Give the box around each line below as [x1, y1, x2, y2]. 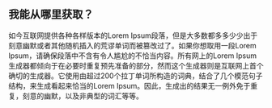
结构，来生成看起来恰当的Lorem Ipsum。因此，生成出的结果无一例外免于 [8, 81, 251, 90]
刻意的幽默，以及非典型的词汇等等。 [22, 91, 143, 101]
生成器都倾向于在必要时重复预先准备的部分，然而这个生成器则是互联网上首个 [8, 60, 264, 70]
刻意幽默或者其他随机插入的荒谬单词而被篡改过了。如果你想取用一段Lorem [8, 40, 257, 50]
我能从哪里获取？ [8, 7, 94, 22]
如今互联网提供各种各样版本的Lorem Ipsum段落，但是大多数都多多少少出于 [8, 31, 257, 40]
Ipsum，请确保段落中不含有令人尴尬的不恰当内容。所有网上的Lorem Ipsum [8, 51, 257, 60]
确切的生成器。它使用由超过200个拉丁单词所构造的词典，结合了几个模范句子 [8, 71, 263, 81]
